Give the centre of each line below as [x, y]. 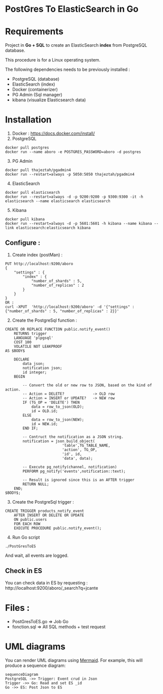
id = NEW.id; [44, 424]
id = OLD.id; [44, 411]
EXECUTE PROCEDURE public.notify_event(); [58, 528]
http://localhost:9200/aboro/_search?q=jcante [52, 588]
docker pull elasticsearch [33, 193]
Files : [17, 608]
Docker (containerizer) [35, 90]
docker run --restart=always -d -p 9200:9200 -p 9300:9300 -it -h [74, 197]
